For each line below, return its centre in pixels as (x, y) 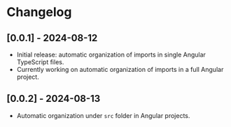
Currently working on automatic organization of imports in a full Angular (120, 69)
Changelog (39, 12)
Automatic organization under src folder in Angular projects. (103, 115)
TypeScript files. (40, 62)
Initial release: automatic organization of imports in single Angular (111, 54)
